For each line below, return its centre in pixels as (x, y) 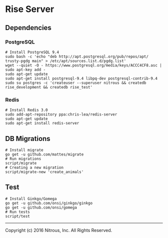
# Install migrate (24, 150)
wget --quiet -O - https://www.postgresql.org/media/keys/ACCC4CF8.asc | (84, 65)
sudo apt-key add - (25, 69)
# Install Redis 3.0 (27, 110)
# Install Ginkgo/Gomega (31, 198)
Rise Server (30, 9)
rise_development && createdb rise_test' (49, 87)
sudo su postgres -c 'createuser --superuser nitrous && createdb (76, 83)
